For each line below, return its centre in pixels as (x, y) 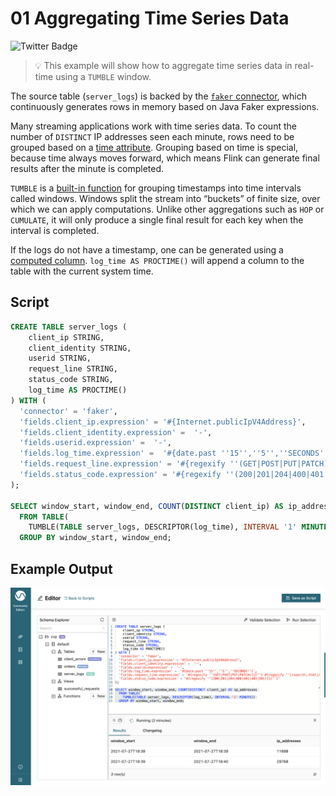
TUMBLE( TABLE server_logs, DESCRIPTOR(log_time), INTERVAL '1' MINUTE (178, 527)
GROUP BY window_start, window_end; (95, 538)
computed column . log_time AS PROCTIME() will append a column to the (157, 260)
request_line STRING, (73, 369)
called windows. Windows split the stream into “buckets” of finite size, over (165, 198)
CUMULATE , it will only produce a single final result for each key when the (157, 219)
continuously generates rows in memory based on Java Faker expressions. (165, 106)
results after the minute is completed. (87, 168)
